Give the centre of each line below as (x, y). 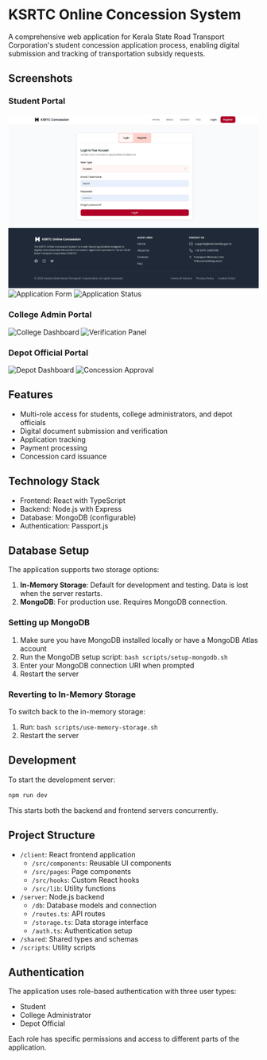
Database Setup (49, 551)
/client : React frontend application (78, 854)
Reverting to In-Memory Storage (72, 694)
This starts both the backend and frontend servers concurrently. (113, 810)
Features (31, 395)
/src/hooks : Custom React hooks (85, 880)
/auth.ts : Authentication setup (82, 930)
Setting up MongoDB (49, 623)
